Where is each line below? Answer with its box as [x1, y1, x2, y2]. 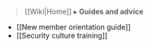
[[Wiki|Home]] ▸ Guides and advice [24, 7, 144, 16]
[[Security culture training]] [15, 31, 108, 40]
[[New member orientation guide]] [15, 22, 132, 31]
